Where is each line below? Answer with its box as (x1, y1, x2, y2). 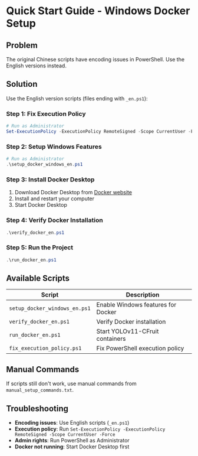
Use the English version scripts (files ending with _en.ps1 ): (6, 95, 148, 102)
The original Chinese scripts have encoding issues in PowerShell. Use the (6, 56, 184, 63)
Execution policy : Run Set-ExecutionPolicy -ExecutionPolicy (14, 425, 166, 432)
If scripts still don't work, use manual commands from (6, 380, 137, 387)
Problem (6, 40, 38, 50)
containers (96, 335, 126, 343)
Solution (6, 79, 38, 89)
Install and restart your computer (14, 195, 95, 202)
